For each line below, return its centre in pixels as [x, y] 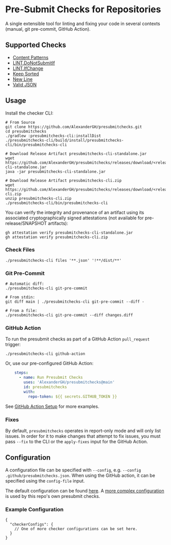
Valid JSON [25, 84]
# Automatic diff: [25, 284]
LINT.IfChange [28, 68]
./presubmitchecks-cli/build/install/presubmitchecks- [65, 140]
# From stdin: [20, 298]
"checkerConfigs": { [32, 525]
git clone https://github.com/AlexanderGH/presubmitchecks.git [74, 127]
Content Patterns [31, 57]
